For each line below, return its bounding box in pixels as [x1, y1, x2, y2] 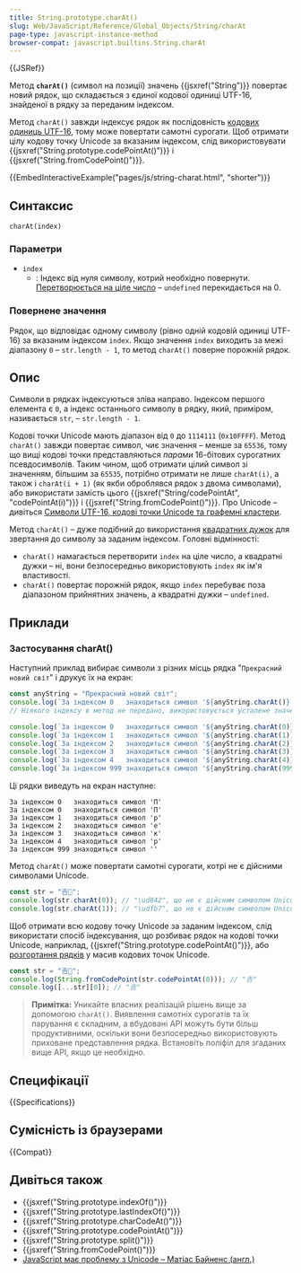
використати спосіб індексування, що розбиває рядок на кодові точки [9, 930, 279, 941]
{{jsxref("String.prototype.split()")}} [21, 1234, 154, 1245]
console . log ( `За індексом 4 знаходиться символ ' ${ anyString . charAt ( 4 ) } [9, 756, 295, 765]
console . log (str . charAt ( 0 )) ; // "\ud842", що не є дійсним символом [9, 895, 271, 905]
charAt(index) [9, 222, 63, 232]
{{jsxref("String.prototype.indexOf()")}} [21, 1196, 168, 1207]
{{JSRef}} [9, 63, 45, 74]
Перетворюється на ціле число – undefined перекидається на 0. [35, 282, 281, 293]
